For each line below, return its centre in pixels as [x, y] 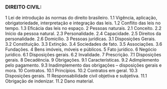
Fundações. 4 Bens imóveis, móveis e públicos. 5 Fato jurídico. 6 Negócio [81, 49]
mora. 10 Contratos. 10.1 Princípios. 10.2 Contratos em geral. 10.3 [72, 71]
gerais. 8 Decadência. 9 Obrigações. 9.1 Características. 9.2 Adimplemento [82, 60]
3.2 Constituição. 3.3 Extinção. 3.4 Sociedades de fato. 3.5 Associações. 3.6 [84, 44]
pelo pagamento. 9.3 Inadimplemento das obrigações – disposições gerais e [83, 65]
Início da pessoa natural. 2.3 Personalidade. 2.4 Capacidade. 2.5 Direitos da [83, 34]
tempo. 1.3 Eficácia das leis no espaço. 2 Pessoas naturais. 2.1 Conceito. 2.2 [83, 28]
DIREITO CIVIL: [23, 7]
